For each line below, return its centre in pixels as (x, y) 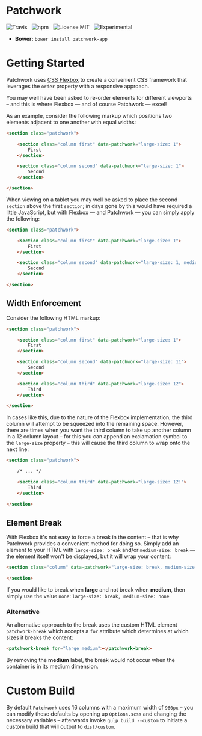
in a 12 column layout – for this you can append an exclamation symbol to (97, 437)
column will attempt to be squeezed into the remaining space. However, (95, 424)
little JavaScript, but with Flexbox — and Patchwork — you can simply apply (100, 212)
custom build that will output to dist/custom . (61, 727)
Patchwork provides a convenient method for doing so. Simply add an (93, 544)
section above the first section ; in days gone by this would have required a (99, 206)
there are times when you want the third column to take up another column (99, 430)
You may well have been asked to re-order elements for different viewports (99, 97)
